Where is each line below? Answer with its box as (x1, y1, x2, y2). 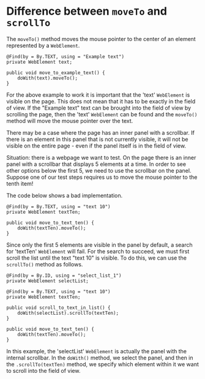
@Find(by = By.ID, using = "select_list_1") (6, 272, 122, 279)
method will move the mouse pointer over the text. (6, 117, 133, 124)
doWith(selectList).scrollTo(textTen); (17, 310, 119, 316)
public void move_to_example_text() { (6, 69, 105, 76)
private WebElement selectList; (6, 277, 89, 284)
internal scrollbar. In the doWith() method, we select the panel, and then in (6, 354, 193, 361)
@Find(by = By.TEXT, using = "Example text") (6, 53, 124, 59)
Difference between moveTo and (6, 4, 167, 18)
